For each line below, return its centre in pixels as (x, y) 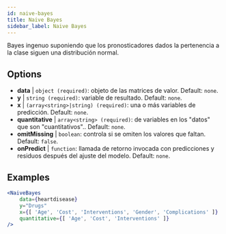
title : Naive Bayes (35, 20)
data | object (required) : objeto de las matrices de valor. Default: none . (117, 91)
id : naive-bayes (30, 13)
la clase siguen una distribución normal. (63, 53)
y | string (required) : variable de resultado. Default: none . (99, 98)
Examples (28, 177)
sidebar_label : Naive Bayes (47, 26)
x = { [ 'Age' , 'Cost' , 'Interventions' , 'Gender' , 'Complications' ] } (119, 212)
